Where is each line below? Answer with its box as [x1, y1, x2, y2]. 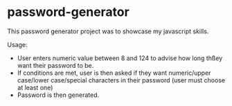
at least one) [17, 83, 53, 91]
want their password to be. [17, 61, 94, 69]
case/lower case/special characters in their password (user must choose [17, 76, 226, 84]
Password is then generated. [17, 91, 99, 99]
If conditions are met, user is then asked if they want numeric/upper [17, 69, 211, 77]
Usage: [7, 40, 28, 48]
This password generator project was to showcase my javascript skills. [7, 27, 209, 35]
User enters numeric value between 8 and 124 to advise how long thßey [17, 53, 223, 62]
